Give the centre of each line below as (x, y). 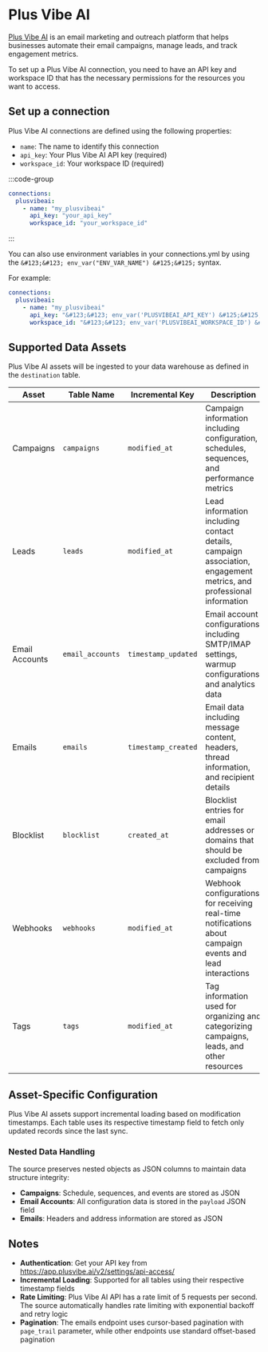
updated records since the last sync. (68, 1131)
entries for (225, 810)
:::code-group (31, 178)
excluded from (232, 860)
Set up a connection (59, 112)
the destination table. (45, 375)
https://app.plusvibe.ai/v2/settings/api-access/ (97, 1272)
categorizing (229, 1026)
